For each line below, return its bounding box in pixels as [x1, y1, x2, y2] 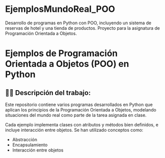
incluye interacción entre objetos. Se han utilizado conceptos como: [5, 127, 143, 133]
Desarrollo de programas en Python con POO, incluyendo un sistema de [5, 20, 152, 26]
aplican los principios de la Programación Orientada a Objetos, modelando [5, 106, 157, 112]
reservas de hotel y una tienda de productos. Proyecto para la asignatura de [5, 25, 160, 31]
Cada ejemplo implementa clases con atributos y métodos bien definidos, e [5, 121, 159, 127]
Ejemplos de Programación [5, 48, 118, 59]
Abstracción [12, 136, 38, 142]
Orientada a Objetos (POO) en [5, 58, 129, 70]
